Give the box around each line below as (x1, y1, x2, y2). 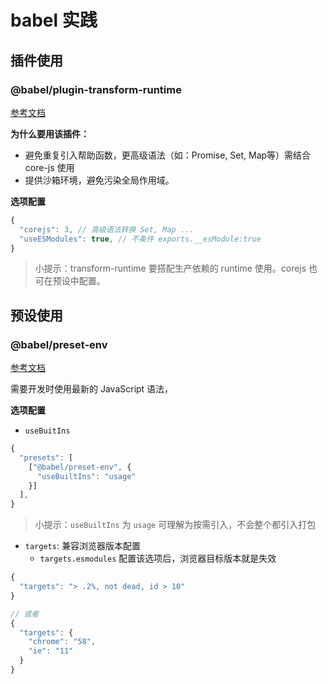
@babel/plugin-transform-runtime (10, 82, 182, 96)
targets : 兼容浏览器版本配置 (24, 540, 141, 552)
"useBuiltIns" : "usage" (36, 471, 137, 481)
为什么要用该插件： (10, 127, 90, 140)
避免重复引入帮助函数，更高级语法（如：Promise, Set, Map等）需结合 (24, 149, 312, 161)
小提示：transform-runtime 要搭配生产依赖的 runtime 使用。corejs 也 (34, 262, 318, 275)
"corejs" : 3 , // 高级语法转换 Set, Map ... (19, 224, 195, 235)
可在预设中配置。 (34, 275, 106, 287)
